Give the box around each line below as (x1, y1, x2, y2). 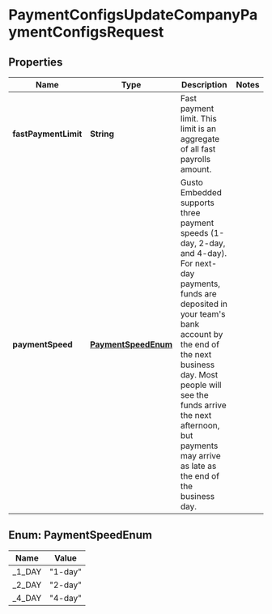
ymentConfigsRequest (8, 23, 164, 41)
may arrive (180, 450, 221, 461)
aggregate (180, 134, 220, 144)
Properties (8, 55, 63, 69)
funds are (180, 288, 217, 299)
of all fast (180, 143, 216, 155)
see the (180, 390, 209, 400)
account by (180, 329, 223, 339)
